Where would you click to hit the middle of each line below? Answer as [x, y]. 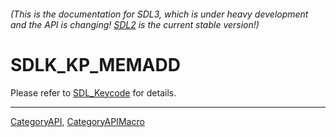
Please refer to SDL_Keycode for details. [93, 92]
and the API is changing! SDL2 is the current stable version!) [135, 24]
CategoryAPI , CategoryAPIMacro [77, 121]
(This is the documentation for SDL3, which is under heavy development [159, 14]
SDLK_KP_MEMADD [95, 64]
